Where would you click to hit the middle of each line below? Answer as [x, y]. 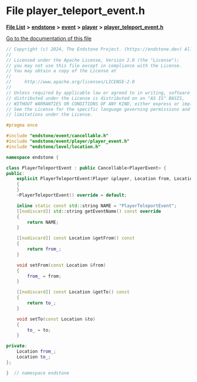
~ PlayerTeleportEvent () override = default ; [72, 195]
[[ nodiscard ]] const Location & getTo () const [73, 292]
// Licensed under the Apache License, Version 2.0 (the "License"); [93, 60]
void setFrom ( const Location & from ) [62, 265]
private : [17, 346]
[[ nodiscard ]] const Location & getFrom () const [76, 238]
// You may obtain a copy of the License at [61, 71]
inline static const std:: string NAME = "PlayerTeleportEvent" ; [97, 206]
